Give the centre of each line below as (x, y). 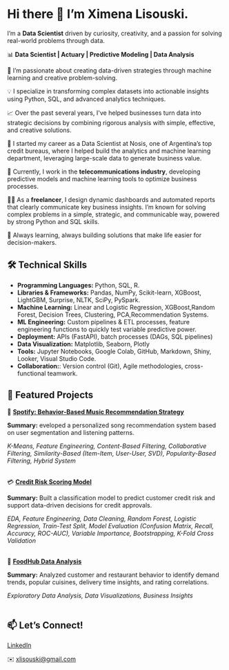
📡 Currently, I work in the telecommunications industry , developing (104, 171)
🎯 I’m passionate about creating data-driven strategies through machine (109, 70)
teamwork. (62, 373)
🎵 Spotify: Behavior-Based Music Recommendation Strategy (96, 411)
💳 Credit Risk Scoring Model (49, 482)
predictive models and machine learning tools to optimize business (102, 178)
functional (31, 373)
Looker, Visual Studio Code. (57, 358)
